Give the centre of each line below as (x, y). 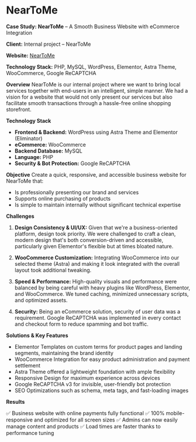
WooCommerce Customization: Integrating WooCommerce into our (97, 257)
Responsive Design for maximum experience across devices (87, 378)
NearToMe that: (25, 181)
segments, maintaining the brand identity (64, 353)
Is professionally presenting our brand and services (77, 192)
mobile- (175, 413)
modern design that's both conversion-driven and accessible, (89, 240)
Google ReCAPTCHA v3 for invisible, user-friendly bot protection (92, 384)
